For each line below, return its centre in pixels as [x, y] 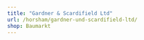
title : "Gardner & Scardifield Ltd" [60, 13]
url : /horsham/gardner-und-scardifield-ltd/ [72, 20]
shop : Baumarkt [29, 26]
